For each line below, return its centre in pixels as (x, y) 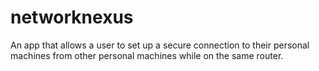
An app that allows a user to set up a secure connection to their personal (160, 45)
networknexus (72, 17)
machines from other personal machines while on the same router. (147, 55)
